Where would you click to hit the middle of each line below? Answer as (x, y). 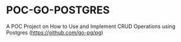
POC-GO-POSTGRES (58, 10)
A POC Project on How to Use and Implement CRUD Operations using (91, 26)
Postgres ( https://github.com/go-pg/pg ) (55, 32)
